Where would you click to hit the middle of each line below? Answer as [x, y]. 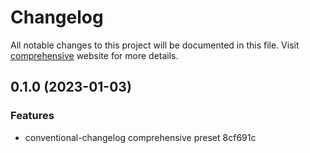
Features [32, 116]
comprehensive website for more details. [94, 55]
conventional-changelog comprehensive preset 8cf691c [140, 137]
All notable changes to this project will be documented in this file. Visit [155, 45]
